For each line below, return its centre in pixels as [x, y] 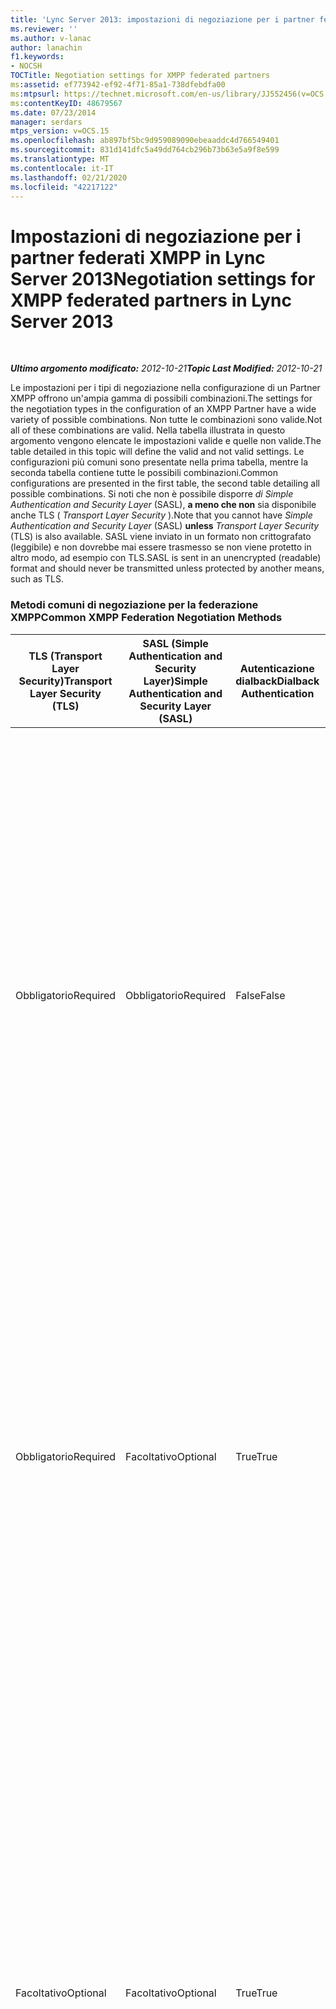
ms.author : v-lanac [51, 38]
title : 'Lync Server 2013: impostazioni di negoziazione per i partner [162, 19]
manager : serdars [46, 122]
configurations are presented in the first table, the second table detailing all [165, 483]
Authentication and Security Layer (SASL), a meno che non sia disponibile [163, 505]
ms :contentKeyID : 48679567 [66, 103]
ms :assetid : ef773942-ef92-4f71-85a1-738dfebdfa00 [118, 85]
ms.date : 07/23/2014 [53, 112]
